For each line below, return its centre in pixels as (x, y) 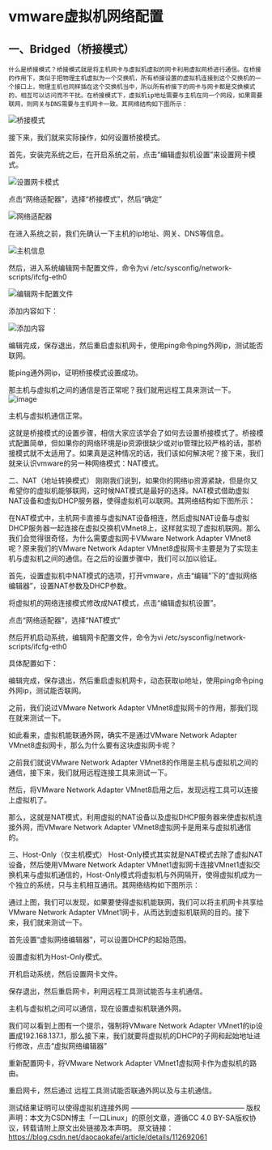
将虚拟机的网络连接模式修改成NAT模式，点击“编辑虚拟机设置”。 (115, 603)
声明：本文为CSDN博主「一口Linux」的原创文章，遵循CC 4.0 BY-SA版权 (129, 1118)
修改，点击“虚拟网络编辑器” (61, 1046)
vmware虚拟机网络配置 (86, 17)
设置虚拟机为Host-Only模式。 (57, 957)
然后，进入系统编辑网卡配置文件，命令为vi (79, 268)
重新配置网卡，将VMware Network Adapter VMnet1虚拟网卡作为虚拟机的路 (133, 1063)
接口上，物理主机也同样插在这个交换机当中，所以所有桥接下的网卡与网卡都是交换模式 (135, 87)
